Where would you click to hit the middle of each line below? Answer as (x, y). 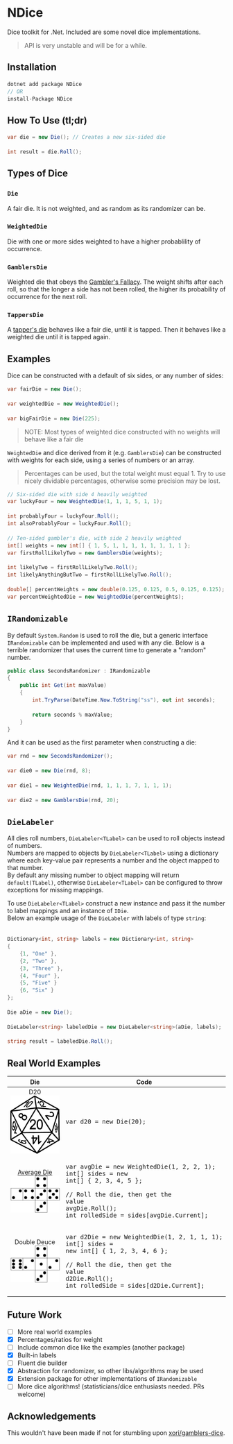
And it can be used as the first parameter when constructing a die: (102, 742)
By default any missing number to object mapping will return (93, 875)
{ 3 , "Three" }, (42, 968)
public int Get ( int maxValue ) (63, 686)
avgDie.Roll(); (91, 1208)
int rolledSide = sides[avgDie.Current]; (137, 1215)
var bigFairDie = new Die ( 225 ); (54, 418)
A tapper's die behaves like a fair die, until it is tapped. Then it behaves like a (116, 330)
